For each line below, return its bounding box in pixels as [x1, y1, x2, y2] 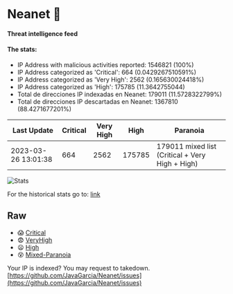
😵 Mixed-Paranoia [17, 250, 71, 259]
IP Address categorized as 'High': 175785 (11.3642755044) [17, 82, 185, 91]
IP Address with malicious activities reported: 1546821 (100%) [17, 60, 194, 68]
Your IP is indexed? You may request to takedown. [7, 264, 150, 272]
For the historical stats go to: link [7, 190, 101, 198]
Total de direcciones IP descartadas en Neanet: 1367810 [17, 97, 178, 106]
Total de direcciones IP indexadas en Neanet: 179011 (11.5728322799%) [17, 90, 223, 98]
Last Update [12, 125, 54, 135]
